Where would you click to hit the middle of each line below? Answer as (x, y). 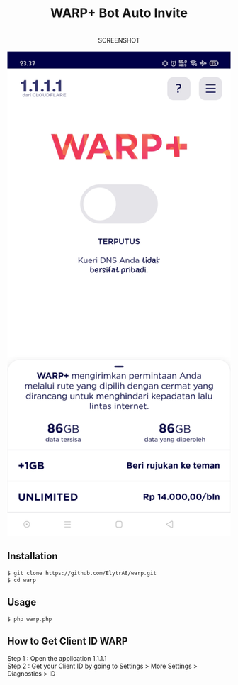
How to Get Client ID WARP (68, 641)
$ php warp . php (30, 619)
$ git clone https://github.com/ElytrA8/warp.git (82, 573)
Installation (33, 556)
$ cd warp (22, 580)
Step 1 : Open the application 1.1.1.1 (57, 658)
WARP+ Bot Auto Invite (119, 13)
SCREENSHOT (119, 40)
